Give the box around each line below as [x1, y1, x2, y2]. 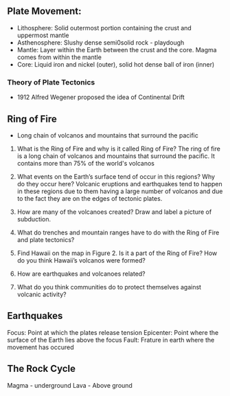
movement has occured [7, 343, 74, 351]
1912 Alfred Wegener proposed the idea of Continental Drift [16, 93, 185, 102]
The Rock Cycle [7, 363, 76, 375]
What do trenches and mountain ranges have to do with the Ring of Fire [16, 228, 220, 236]
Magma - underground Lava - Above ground [7, 381, 133, 389]
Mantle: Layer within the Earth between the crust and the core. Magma [16, 45, 218, 54]
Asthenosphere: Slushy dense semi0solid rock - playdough [16, 38, 185, 47]
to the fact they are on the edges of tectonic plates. [16, 194, 163, 202]
